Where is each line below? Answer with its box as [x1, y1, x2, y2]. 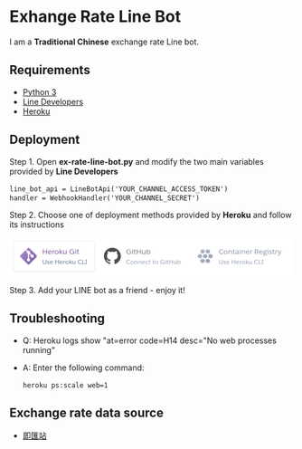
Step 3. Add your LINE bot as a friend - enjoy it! [9, 284, 185, 295]
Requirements [9, 62, 90, 78]
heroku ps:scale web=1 [22, 380, 109, 390]
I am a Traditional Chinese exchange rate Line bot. [9, 36, 200, 47]
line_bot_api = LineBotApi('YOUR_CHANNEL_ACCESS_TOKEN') [9, 184, 229, 194]
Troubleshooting [9, 310, 106, 327]
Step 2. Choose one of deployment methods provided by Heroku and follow [9, 209, 292, 220]
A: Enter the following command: [22, 362, 145, 373]
